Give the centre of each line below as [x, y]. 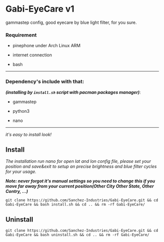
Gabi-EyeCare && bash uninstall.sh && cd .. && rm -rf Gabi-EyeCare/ [78, 235]
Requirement [21, 35]
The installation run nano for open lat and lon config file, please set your [78, 161]
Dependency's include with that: [45, 82]
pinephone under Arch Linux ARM [46, 46]
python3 [21, 111]
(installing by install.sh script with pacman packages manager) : [73, 92]
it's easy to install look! [28, 134]
